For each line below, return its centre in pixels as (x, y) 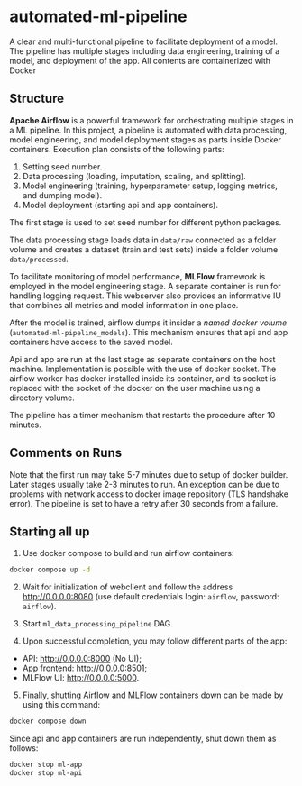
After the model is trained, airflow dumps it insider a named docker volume (148, 323)
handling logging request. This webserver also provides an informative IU (146, 296)
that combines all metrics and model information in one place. (124, 305)
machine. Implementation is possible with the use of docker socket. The (143, 369)
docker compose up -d (50, 570)
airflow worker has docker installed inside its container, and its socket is (143, 378)
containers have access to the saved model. (91, 342)
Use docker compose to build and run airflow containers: (128, 553)
